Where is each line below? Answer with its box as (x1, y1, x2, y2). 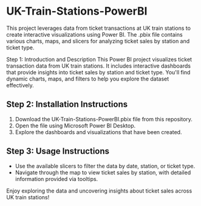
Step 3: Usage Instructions (6, 146, 110, 157)
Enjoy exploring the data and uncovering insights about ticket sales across (6, 187, 192, 194)
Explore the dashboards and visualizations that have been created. (15, 128, 182, 135)
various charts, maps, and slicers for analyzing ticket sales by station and (6, 37, 190, 44)
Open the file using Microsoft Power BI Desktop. (15, 122, 136, 129)
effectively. (6, 81, 35, 89)
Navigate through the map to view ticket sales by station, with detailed (15, 169, 191, 176)
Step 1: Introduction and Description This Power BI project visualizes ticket (6, 55, 192, 63)
